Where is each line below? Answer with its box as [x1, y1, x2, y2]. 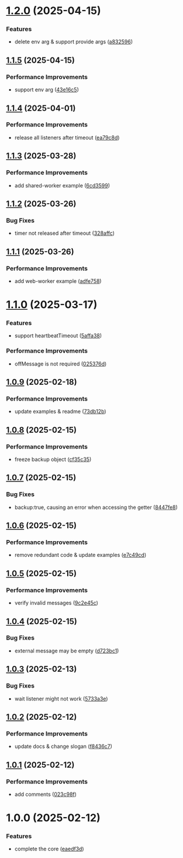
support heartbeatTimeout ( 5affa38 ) [14, 332, 102, 339]
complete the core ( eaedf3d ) [14, 845, 84, 853]
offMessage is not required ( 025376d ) [14, 360, 107, 367]
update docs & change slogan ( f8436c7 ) [14, 743, 113, 750]
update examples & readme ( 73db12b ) [14, 408, 106, 415]
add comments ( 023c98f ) [14, 791, 77, 798]
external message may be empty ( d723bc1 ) [14, 647, 119, 654]
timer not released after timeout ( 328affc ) [14, 230, 115, 237]
